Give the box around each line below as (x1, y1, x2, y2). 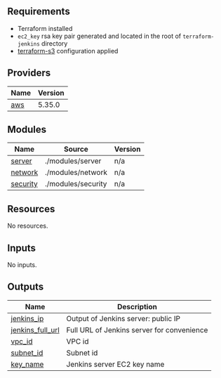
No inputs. (7, 261, 37, 269)
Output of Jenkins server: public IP (66, 313, 181, 323)
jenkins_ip (11, 313, 44, 323)
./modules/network (44, 168, 107, 178)
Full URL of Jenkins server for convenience (66, 325, 208, 334)
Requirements (7, 6, 70, 18)
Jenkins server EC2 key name (66, 359, 165, 369)
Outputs (7, 281, 44, 293)
